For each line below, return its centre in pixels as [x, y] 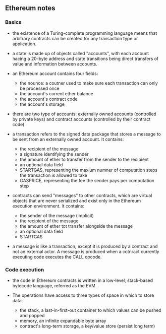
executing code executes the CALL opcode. [57, 257]
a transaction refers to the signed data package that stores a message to [86, 134]
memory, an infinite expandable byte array [63, 321]
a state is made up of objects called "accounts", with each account [81, 53]
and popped [32, 315]
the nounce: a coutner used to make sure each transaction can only [89, 83]
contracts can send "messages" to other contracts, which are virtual [82, 195]
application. [24, 44]
